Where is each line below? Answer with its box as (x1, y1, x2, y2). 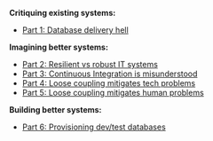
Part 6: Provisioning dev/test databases (21, 121, 166, 132)
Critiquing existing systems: (9, 8, 116, 18)
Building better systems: (9, 105, 102, 114)
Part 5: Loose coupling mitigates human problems (21, 88, 204, 98)
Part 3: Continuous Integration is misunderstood (21, 68, 198, 79)
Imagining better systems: (9, 42, 109, 52)
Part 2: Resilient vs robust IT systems (21, 59, 158, 69)
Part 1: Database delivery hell (21, 25, 129, 35)
